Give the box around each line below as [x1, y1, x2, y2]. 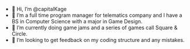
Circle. [11, 30, 28, 37]
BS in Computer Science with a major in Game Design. [11, 18, 143, 24]
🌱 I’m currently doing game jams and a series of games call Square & [11, 24, 178, 31]
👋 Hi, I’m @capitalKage [11, 6, 67, 12]
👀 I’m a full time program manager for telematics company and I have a [11, 12, 182, 19]
